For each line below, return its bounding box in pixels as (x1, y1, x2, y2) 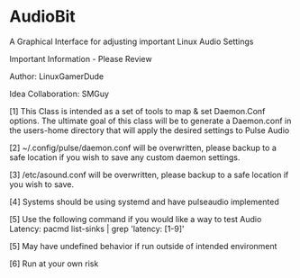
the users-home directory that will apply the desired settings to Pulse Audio (9, 124, 290, 136)
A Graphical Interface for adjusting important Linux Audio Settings (9, 36, 254, 47)
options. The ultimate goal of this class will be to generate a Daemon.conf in (9, 115, 292, 126)
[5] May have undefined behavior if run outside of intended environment (9, 240, 277, 251)
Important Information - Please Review (9, 53, 152, 64)
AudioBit (9, 6, 77, 27)
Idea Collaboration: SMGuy (9, 88, 110, 99)
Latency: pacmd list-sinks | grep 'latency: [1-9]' (9, 223, 185, 234)
